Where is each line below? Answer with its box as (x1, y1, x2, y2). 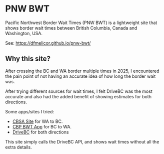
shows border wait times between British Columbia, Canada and (5, 25, 137, 31)
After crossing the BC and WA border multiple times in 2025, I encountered (5, 68, 159, 74)
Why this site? (5, 55, 51, 63)
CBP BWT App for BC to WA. (12, 123, 71, 129)
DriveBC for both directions (12, 129, 69, 135)
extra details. (5, 144, 32, 150)
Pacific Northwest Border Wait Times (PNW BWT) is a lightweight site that (5, 20, 157, 26)
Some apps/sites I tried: (5, 108, 54, 114)
